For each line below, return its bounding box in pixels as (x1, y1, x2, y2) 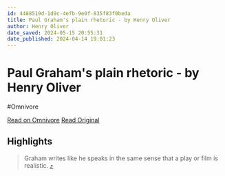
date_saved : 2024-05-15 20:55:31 (7, 29, 103, 36)
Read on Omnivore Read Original (7, 116, 100, 124)
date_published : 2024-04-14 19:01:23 (7, 36, 116, 43)
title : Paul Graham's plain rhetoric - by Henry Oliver (7, 16, 171, 23)
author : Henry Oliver (7, 23, 69, 30)
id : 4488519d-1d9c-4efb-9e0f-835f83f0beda (7, 10, 131, 17)
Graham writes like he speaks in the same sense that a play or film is (23, 154, 219, 162)
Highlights (7, 135, 53, 148)
